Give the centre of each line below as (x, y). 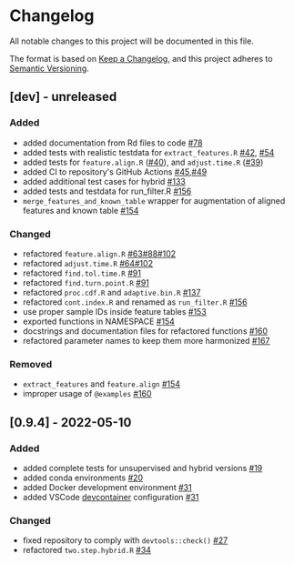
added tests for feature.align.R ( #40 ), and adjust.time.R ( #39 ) (143, 162)
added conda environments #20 (83, 478)
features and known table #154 (81, 210)
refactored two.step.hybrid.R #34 (87, 550)
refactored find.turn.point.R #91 (86, 282)
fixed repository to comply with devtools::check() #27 (125, 540)
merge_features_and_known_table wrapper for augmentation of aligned (154, 200)
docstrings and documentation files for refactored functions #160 (145, 331)
